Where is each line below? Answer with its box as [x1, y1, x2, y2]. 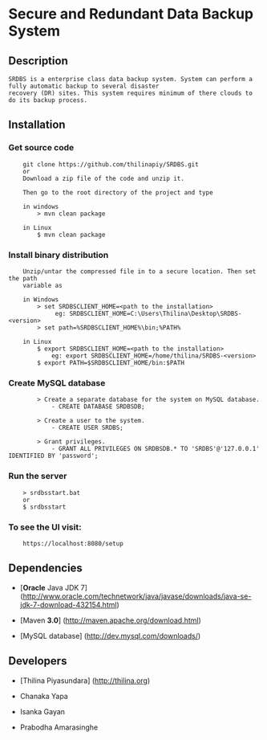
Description [8, 54, 68, 67]
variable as [22, 281, 63, 289]
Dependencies [8, 562, 83, 575]
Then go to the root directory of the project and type [22, 188, 214, 197]
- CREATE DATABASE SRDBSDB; [51, 403, 146, 411]
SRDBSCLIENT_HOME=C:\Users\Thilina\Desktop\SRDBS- [69, 309, 242, 317]
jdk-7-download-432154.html [19, 599, 117, 609]
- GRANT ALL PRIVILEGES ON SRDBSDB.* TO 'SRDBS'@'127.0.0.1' [51, 445, 261, 453]
